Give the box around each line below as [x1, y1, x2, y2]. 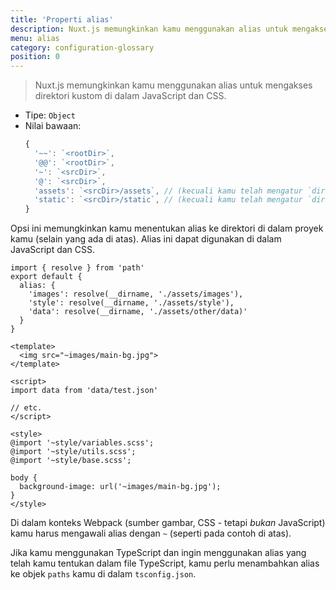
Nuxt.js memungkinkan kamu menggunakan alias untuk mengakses [34, 79, 313, 91]
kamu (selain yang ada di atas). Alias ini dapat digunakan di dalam [10, 233, 282, 245]
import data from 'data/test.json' [10, 386, 159, 396]
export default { [10, 272, 83, 282]
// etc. [10, 403, 43, 413]
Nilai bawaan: [24, 120, 82, 132]
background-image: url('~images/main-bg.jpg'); [19, 482, 222, 492]
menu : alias [10, 33, 60, 43]
